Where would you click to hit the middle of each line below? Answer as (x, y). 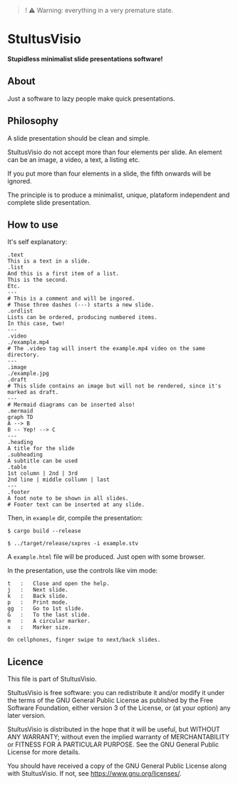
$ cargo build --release (44, 531)
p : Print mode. (38, 602)
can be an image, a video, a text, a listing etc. (74, 159)
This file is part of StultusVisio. (52, 679)
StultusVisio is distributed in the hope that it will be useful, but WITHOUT (114, 729)
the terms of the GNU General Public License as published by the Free (110, 700)
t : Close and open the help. (59, 584)
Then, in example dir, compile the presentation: (75, 518)
